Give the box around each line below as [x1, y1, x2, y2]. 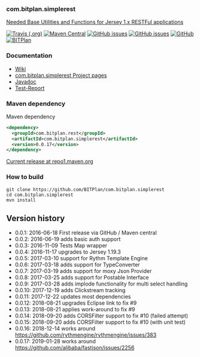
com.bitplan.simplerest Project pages [14, 72, 107, 79]
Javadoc [14, 78, 37, 85]
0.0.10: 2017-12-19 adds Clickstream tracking [14, 287, 126, 294]
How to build [6, 173, 44, 182]
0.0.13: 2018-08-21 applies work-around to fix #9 [14, 306, 136, 313]
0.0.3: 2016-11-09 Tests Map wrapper [14, 242, 108, 249]
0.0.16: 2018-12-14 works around [14, 325, 96, 332]
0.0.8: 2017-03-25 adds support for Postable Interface [14, 274, 149, 281]
